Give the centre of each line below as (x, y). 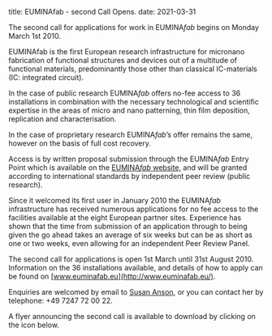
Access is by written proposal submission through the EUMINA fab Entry (129, 159)
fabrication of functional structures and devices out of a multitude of (123, 60)
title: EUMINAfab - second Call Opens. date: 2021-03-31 (102, 12)
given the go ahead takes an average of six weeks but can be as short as (131, 235)
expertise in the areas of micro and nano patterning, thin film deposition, (129, 110)
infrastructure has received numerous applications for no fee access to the (134, 209)
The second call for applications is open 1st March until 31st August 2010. (131, 259)
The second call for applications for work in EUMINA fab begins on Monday (134, 27)
